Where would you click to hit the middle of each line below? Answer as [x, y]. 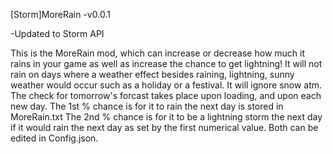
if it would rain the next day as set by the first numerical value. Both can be [164, 127]
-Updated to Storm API [57, 33]
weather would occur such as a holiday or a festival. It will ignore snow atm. [166, 85]
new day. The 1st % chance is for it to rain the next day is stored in [147, 106]
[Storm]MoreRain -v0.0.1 [60, 14]
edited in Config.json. [54, 138]
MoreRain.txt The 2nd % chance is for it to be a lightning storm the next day [166, 117]
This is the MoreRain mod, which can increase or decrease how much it [158, 53]
